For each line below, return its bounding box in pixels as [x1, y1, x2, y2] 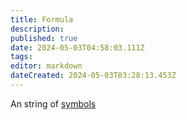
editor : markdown [10, 61, 83, 71]
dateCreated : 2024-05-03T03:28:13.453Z [10, 71, 177, 81]
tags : [10, 52, 33, 62]
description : [10, 24, 65, 34]
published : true [10, 33, 78, 43]
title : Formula [10, 14, 74, 25]
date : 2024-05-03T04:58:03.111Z [10, 42, 145, 53]
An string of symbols [10, 97, 97, 110]
